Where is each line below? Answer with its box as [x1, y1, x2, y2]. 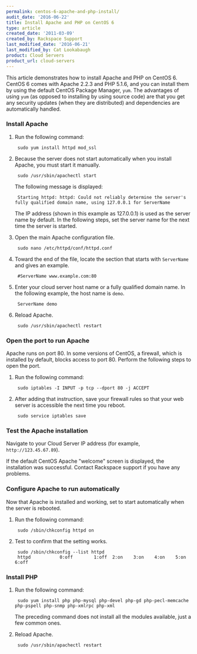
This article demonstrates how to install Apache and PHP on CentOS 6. [6, 74, 178, 81]
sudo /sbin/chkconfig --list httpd [17, 549, 105, 555]
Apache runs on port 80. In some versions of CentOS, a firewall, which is [6, 350, 182, 357]
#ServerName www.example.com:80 [17, 273, 97, 279]
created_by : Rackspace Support [6, 36, 83, 42]
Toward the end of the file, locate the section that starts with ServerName [14, 255, 189, 263]
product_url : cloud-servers [6, 58, 75, 64]
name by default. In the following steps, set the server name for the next [14, 216, 190, 223]
